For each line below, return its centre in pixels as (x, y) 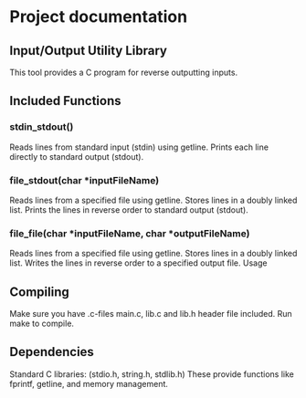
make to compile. (42, 324)
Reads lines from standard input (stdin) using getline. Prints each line (139, 147)
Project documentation (99, 17)
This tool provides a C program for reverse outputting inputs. (124, 72)
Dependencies (52, 352)
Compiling (40, 292)
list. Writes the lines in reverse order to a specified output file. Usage (138, 263)
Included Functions (65, 101)
